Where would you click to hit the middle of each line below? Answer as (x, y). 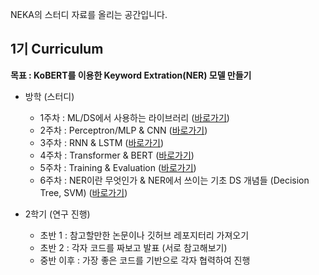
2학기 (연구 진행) (57, 214)
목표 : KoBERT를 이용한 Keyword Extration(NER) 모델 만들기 (131, 75)
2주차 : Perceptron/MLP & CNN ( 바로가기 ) (123, 130)
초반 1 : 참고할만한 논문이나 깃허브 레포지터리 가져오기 (144, 235)
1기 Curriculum (57, 49)
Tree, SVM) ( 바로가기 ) (83, 192)
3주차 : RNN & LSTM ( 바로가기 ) (102, 142)
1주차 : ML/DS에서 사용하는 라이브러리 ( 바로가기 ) (134, 117)
